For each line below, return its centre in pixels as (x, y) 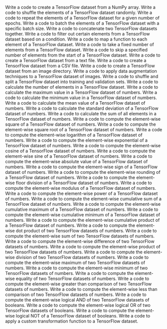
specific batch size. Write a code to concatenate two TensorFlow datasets (81, 29)
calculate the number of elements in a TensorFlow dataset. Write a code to (82, 87)
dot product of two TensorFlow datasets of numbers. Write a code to (86, 231)
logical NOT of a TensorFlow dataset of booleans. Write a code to (83, 316)
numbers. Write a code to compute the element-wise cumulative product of (83, 220)
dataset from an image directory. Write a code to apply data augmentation (81, 71)
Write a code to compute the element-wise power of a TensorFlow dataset (82, 193)
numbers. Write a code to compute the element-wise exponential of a (77, 140)
